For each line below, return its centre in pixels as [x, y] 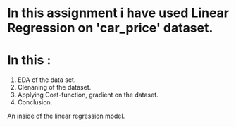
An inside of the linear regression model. [66, 116]
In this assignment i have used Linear [118, 13]
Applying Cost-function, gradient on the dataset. [88, 95]
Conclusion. [35, 102]
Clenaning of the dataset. [54, 87]
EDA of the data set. [46, 80]
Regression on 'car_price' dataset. [110, 28]
